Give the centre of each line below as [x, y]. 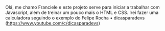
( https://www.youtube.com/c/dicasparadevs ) [53, 23]
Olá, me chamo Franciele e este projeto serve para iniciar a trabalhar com [82, 7]
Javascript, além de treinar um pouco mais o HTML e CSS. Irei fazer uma [82, 12]
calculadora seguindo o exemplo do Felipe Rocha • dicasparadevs [75, 18]
